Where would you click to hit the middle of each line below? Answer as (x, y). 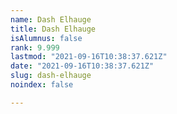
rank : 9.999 (35, 47)
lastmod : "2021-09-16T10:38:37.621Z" (89, 57)
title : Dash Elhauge (53, 29)
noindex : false (42, 85)
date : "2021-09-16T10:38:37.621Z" (82, 66)
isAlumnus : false (46, 38)
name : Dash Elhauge (51, 19)
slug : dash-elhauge (51, 76)
